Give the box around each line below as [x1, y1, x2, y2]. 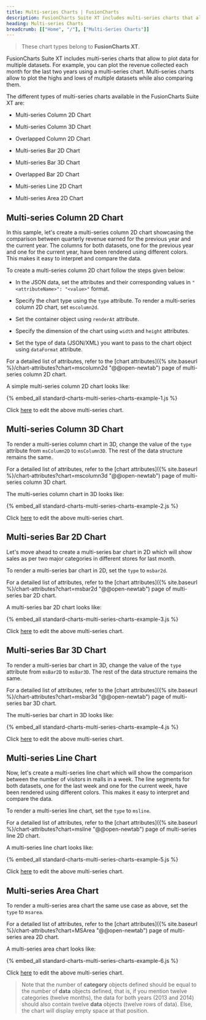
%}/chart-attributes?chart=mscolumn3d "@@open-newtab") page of [6, 472, 182, 479]
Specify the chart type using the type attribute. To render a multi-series [15, 297, 196, 305]
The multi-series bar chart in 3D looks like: [6, 711, 114, 718]
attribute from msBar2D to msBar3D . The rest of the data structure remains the [6, 668, 197, 675]
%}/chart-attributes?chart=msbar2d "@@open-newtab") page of [6, 585, 172, 593]
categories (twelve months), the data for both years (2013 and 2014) [21, 994, 194, 1002]
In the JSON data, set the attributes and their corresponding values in [15, 279, 191, 286]
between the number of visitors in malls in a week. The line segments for [6, 776, 190, 783]
